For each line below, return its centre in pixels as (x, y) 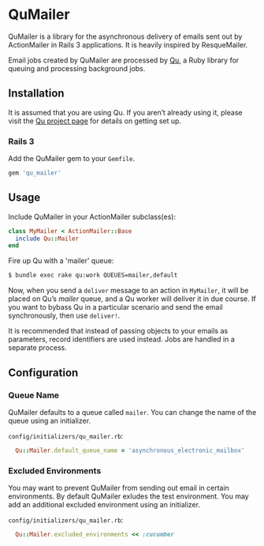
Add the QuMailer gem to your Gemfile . (72, 159)
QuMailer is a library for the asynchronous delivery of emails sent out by (125, 36)
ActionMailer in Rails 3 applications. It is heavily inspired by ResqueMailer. (128, 44)
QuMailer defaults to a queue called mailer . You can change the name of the (132, 412)
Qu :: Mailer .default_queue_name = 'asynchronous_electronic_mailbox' (130, 450)
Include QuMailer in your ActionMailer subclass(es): (92, 217)
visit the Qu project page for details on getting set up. (95, 121)
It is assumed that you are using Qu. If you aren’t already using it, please (125, 112)
